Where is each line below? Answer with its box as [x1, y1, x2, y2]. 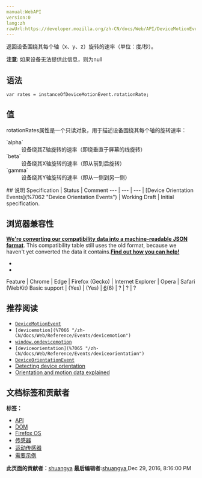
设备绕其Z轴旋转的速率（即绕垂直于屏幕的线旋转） [21, 145, 146, 153]
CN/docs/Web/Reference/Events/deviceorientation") [14, 351, 145, 357]
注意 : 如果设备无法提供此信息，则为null [6, 56, 103, 63]
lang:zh [6, 20, 26, 26]
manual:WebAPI [6, 8, 42, 15]
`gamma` [6, 167, 28, 174]
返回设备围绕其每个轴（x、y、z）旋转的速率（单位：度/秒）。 [6, 43, 157, 50]
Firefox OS [14, 430, 41, 437]
